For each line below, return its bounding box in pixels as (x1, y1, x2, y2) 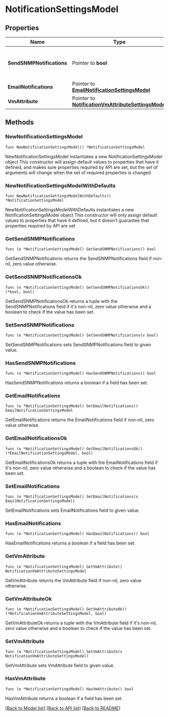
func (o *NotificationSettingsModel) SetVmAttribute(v (5, 649, 123, 655)
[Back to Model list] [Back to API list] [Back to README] (5, 705, 121, 711)
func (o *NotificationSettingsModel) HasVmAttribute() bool (5, 686, 134, 691)
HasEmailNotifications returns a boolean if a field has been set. (5, 540, 136, 546)
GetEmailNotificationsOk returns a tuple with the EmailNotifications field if (5, 459, 158, 465)
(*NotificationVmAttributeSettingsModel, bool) (5, 611, 107, 616)
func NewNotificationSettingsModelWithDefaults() (5, 193, 112, 198)
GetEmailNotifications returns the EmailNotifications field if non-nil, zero (5, 417, 154, 423)
